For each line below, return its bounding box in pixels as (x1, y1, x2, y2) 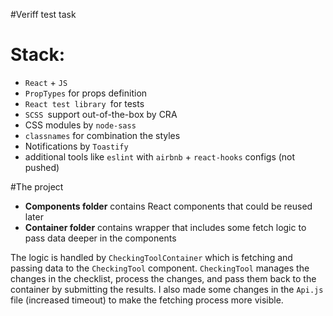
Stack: (10, 44, 66, 66)
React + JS (24, 76, 68, 88)
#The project (10, 180, 64, 193)
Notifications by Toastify (24, 140, 129, 152)
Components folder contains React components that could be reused (24, 200, 313, 212)
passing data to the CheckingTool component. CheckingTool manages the (10, 262, 310, 274)
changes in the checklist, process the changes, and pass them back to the (10, 272, 317, 284)
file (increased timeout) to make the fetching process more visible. (10, 294, 284, 306)
